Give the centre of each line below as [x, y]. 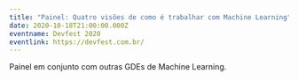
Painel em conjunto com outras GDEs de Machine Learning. [118, 67]
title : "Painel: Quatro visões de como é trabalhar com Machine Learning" [150, 17]
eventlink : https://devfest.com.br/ [77, 42]
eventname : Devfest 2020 [55, 33]
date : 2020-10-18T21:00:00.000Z [69, 26]
